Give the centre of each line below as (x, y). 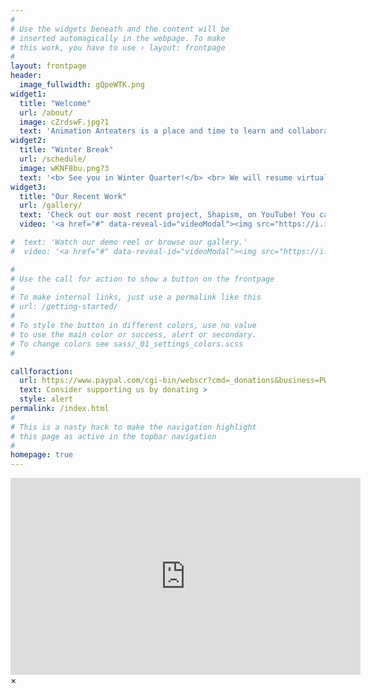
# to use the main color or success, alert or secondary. (133, 334)
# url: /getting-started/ (64, 307)
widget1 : (28, 94)
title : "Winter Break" (66, 150)
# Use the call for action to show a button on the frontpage (142, 279)
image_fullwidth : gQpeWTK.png (82, 85)
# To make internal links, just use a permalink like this (136, 297)
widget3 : (28, 187)
